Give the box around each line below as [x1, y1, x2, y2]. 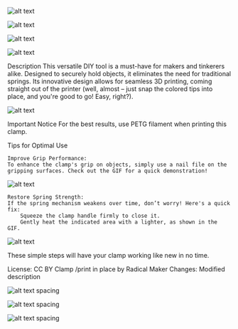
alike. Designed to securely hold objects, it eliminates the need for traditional [7, 70, 232, 78]
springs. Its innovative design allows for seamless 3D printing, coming [7, 77, 212, 85]
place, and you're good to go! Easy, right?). [7, 93, 134, 100]
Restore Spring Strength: [7, 194, 84, 201]
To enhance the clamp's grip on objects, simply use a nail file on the [7, 161, 227, 168]
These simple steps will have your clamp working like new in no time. [7, 251, 210, 259]
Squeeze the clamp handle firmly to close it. [20, 212, 161, 219]
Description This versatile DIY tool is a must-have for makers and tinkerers [7, 62, 225, 70]
